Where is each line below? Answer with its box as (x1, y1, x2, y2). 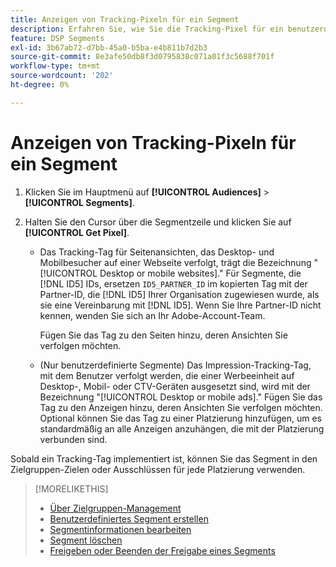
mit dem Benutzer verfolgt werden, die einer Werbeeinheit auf (39, 369, 295, 381)
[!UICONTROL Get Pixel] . (24, 226, 130, 238)
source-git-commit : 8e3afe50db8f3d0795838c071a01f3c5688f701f (10, 52, 275, 62)
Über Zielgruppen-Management (49, 502, 182, 514)
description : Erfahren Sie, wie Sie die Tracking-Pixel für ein (10, 24, 284, 34)
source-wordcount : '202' (10, 71, 114, 81)
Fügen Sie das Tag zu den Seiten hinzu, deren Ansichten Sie (39, 329, 288, 341)
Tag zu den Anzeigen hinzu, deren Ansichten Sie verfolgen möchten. (39, 401, 323, 413)
